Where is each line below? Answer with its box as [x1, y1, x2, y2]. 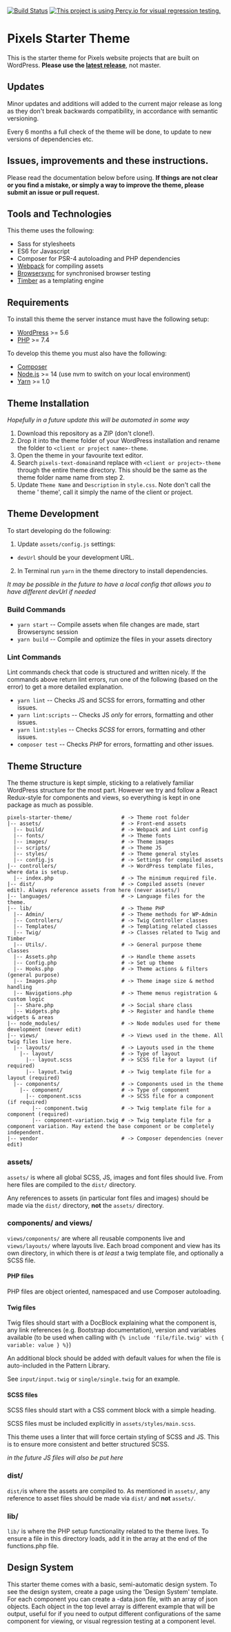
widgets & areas [7, 1014, 54, 1021]
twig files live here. [7, 1038, 72, 1045]
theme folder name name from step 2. [17, 473, 125, 481]
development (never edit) [7, 1026, 81, 1033]
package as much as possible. [7, 801, 94, 809]
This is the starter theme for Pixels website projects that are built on [7, 53, 200, 62]
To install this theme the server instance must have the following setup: [7, 315, 210, 323]
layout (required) [7, 1075, 60, 1082]
